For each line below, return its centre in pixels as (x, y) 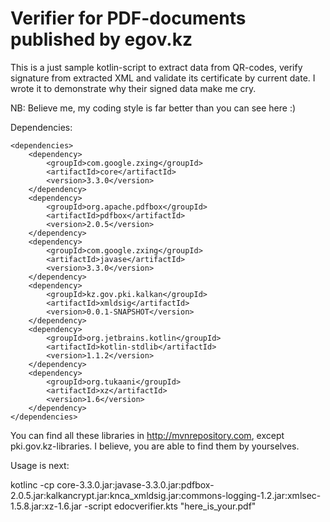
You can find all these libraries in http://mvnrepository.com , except (147, 435)
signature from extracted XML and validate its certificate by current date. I (163, 78)
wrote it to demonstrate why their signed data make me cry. (133, 88)
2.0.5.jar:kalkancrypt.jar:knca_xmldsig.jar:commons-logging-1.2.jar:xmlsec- (166, 495)
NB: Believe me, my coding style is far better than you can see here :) (153, 108)
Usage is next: (40, 465)
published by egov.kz (101, 39)
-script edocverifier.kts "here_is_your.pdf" (170, 506)
